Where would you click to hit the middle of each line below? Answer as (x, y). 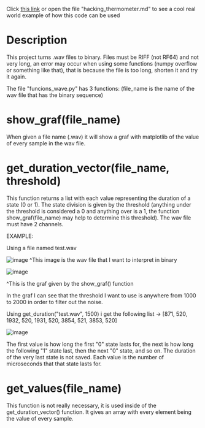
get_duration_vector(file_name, (88, 168)
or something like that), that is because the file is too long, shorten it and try (102, 70)
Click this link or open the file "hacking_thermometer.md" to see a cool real (101, 9)
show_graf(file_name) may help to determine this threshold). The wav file (99, 218)
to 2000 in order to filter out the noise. (55, 302)
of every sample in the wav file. (46, 143)
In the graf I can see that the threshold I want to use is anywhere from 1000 (101, 295)
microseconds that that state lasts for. (54, 364)
